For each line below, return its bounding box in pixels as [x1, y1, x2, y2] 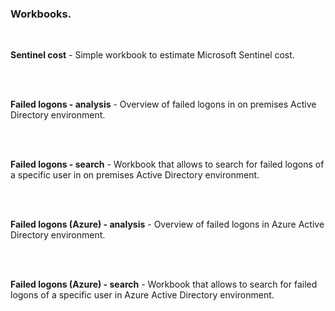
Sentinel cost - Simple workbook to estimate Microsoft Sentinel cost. [10, 49, 295, 61]
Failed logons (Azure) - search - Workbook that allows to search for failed [10, 278, 318, 291]
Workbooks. [10, 7, 72, 21]
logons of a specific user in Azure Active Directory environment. [10, 289, 275, 301]
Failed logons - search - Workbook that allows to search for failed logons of [10, 158, 325, 171]
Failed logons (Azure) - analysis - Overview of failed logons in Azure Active [10, 218, 325, 231]
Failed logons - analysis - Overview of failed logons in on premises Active [10, 98, 317, 111]
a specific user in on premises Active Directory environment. [10, 169, 260, 181]
